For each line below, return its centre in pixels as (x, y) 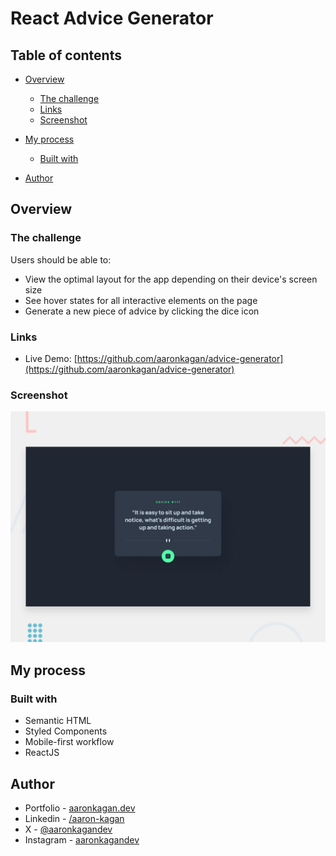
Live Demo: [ (51, 358)
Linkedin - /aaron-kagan (74, 818)
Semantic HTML (58, 721)
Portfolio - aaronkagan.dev (80, 808)
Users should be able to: (61, 259)
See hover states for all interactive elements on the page (141, 300)
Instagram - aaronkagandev (82, 839)
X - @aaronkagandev (68, 829)
